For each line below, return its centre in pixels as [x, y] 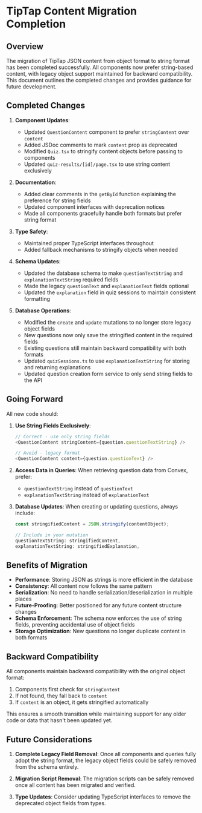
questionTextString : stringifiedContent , [68, 541]
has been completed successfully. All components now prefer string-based [100, 67]
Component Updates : [43, 120]
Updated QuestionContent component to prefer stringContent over [107, 132]
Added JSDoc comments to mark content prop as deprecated [101, 145]
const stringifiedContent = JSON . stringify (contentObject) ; [92, 524]
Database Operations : [43, 311]
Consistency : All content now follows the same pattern [84, 586]
